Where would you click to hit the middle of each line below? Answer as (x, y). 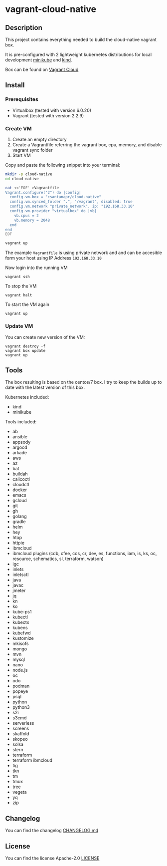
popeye (20, 691)
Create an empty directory (39, 139)
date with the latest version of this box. (45, 387)
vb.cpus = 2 (26, 216)
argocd (20, 447)
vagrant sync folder (32, 150)
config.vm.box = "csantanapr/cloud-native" (55, 197)
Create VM (18, 128)
